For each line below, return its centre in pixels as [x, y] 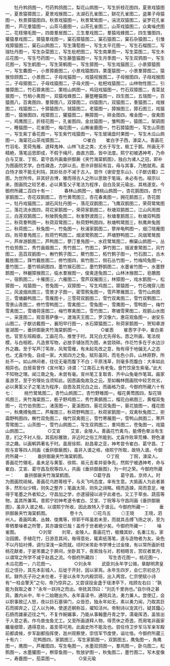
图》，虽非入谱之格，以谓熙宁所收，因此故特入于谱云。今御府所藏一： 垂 [84, 507]
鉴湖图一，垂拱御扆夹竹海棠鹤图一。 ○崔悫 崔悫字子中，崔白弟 [84, 330]
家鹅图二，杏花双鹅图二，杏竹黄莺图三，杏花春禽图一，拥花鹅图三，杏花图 [83, 197]
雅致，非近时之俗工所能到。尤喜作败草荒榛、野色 [109, 437]
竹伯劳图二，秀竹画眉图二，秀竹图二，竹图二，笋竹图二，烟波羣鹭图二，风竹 [85, 248]
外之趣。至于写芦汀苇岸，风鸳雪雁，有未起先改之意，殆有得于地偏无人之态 [83, 349]
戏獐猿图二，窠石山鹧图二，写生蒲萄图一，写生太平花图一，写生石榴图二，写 [85, 45]
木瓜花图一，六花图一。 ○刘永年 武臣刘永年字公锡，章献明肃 [82, 564]
